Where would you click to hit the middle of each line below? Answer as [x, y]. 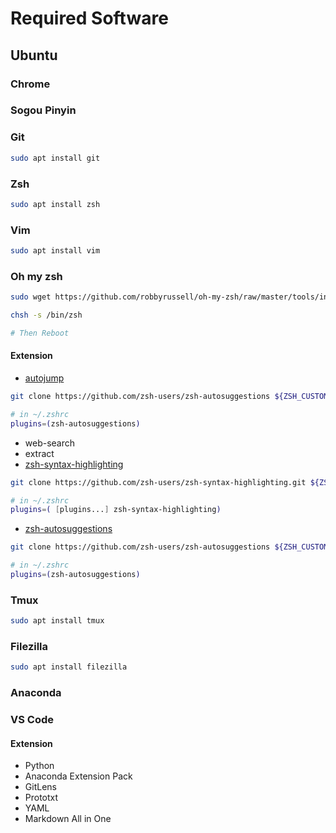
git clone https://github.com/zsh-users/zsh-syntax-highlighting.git [158, 482]
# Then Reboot [40, 333]
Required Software [89, 18]
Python [39, 766]
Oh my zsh [36, 276]
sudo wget [31, 297]
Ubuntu [34, 55]
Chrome [30, 84]
